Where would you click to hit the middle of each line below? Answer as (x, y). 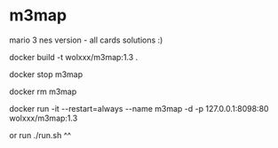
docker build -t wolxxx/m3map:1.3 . (74, 57)
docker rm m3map (43, 91)
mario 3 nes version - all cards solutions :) (86, 40)
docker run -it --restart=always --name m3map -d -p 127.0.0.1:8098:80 (139, 108)
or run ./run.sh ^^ (40, 135)
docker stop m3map (46, 74)
